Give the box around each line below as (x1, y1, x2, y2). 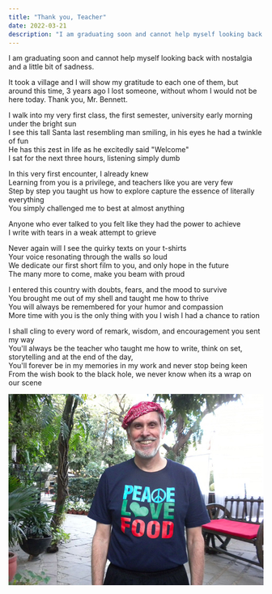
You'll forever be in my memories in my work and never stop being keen (8, 361, 249, 371)
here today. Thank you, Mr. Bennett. (8, 95, 128, 104)
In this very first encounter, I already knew (8, 169, 149, 179)
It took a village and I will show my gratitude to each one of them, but (8, 78, 239, 87)
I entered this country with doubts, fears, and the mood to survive (8, 285, 227, 295)
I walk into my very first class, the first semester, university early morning (8, 110, 253, 121)
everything (8, 195, 45, 205)
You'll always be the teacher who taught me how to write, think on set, (8, 344, 243, 354)
